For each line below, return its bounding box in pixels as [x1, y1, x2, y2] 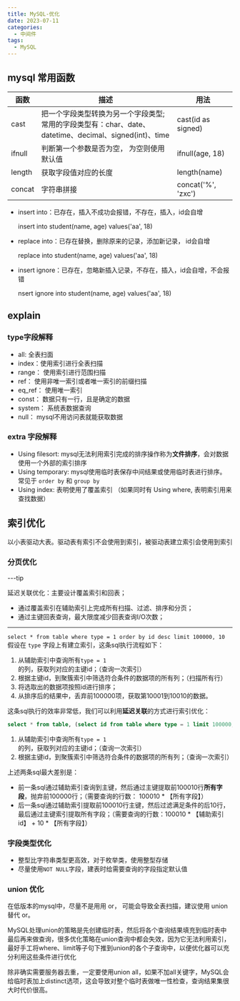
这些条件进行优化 [26, 952, 76, 961]
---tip [7, 573, 24, 582]
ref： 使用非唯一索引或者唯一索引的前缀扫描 [17, 376, 148, 386]
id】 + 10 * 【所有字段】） [17, 818, 91, 827]
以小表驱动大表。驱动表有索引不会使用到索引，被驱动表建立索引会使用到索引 [7, 537, 233, 546]
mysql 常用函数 [7, 72, 76, 84]
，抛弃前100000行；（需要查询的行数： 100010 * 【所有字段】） [24, 792, 208, 800]
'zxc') [176, 188, 196, 198]
